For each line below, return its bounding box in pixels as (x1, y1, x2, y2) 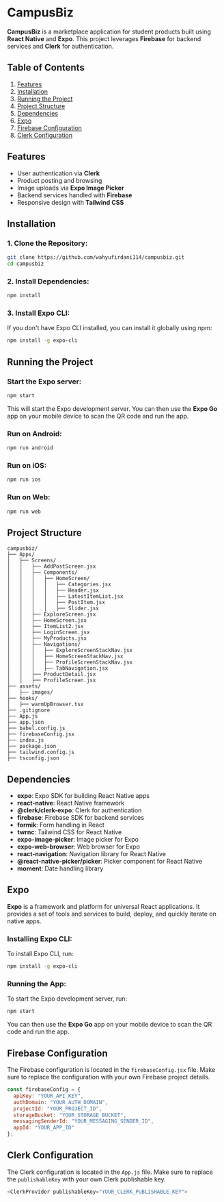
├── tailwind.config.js (7, 749, 75, 756)
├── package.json (7, 743, 57, 750)
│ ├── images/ (7, 689, 53, 696)
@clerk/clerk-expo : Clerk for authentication (16, 806, 142, 814)
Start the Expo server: (7, 377, 82, 386)
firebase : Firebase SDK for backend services (16, 814, 145, 822)
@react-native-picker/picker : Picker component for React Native (16, 857, 203, 866)
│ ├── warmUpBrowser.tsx (7, 701, 84, 708)
